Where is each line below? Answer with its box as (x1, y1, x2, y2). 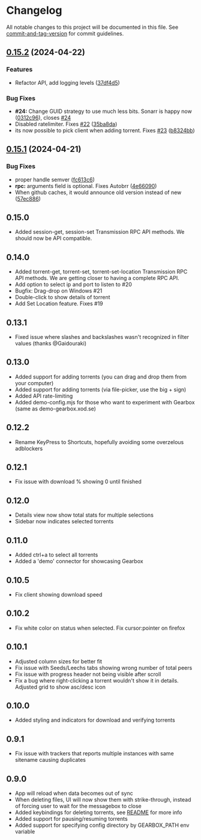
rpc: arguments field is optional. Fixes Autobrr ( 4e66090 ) (14, 182, 157, 189)
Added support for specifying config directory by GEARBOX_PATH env (14, 821, 190, 829)
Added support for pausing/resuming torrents (14, 815, 128, 822)
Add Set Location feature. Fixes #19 (14, 300, 103, 307)
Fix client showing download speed (14, 591, 103, 598)
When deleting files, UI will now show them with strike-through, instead (14, 796, 191, 803)
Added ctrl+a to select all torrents (14, 551, 98, 559)
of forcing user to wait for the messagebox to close (14, 802, 142, 809)
